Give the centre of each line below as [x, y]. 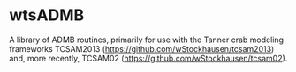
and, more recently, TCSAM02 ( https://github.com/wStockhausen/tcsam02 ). [148, 58]
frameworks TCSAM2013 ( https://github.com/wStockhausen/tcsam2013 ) [142, 48]
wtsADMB [47, 15]
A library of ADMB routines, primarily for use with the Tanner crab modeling [147, 40]
